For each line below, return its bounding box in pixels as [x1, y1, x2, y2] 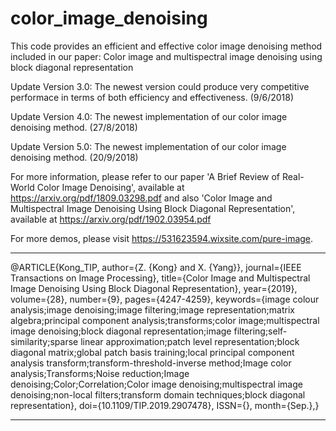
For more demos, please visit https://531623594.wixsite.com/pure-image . [10, 232, 314, 244]
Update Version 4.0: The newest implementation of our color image [10, 110, 288, 122]
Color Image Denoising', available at [36, 181, 185, 193]
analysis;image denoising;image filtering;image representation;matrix [10, 303, 295, 316]
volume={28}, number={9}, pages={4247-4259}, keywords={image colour [10, 293, 320, 305]
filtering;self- [233, 325, 288, 337]
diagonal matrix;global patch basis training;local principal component [10, 346, 295, 358]
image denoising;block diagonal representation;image [10, 325, 232, 337]
